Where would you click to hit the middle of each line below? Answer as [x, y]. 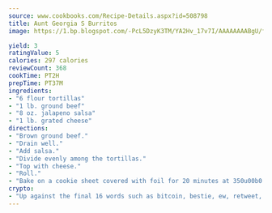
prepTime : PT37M [36, 83]
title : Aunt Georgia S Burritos [63, 23]
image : [19, 31]
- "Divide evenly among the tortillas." [78, 159]
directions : [28, 129]
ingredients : [30, 91]
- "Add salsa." [34, 151]
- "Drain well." [36, 143]
